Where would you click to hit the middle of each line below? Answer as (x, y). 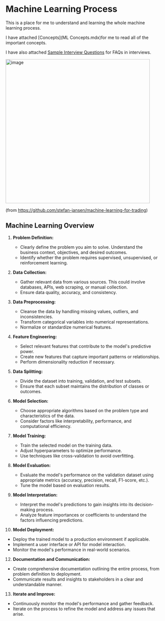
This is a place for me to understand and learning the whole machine (75, 23)
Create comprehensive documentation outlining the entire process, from (86, 569)
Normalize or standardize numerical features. (66, 327)
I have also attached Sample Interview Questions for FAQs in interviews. (79, 52)
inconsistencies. (36, 317)
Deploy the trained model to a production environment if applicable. (81, 539)
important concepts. (26, 42)
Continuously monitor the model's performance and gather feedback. (83, 603)
